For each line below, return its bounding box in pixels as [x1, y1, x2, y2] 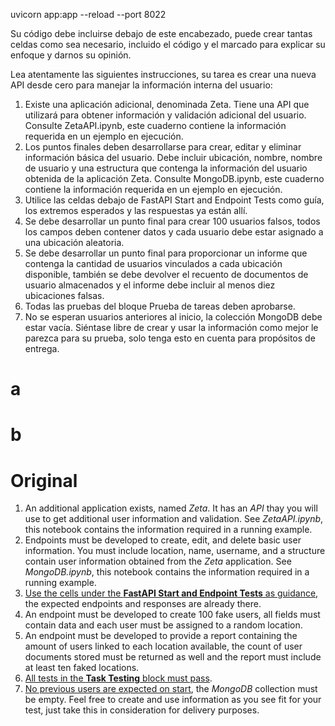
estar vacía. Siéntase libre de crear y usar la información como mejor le [24, 322, 319, 333]
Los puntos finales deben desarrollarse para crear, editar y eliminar [24, 141, 302, 153]
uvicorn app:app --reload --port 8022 [10, 9, 167, 20]
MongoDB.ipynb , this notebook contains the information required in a [24, 566, 310, 578]
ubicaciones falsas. [24, 290, 105, 301]
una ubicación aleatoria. [24, 237, 125, 248]
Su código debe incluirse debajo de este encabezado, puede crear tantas [10, 28, 313, 39]
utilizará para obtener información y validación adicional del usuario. [24, 109, 307, 121]
